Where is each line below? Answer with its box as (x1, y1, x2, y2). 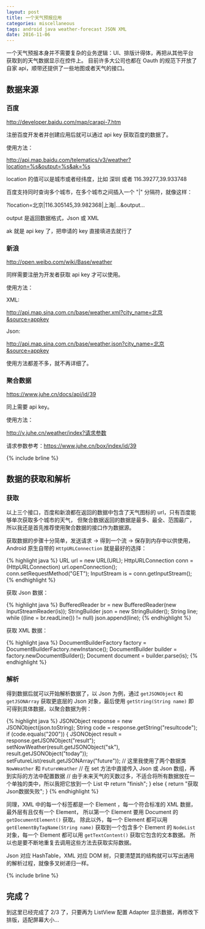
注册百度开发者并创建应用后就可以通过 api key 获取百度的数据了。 (6, 131, 172, 138)
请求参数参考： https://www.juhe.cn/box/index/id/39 (6, 442, 137, 450)
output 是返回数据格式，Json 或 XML (6, 214, 99, 221)
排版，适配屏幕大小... (6, 916, 60, 923)
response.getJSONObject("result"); (6, 737, 96, 744)
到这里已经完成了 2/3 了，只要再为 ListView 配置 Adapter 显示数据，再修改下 (6, 909, 199, 916)
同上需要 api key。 (6, 403, 53, 410)
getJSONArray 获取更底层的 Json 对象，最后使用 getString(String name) (6, 698, 187, 705)
